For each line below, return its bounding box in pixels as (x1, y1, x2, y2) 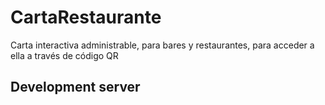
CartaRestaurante (10, 6, 162, 29)
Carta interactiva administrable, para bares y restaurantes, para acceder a (10, 39, 315, 51)
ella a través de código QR (10, 49, 119, 61)
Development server (10, 79, 141, 96)
